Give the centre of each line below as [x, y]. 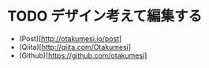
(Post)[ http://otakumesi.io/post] [70, 38]
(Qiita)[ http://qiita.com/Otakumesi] [75, 47]
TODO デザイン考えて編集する [105, 16]
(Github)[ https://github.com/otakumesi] [83, 55]
